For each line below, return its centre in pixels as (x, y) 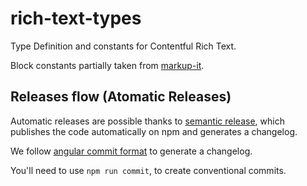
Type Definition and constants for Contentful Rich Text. (123, 46)
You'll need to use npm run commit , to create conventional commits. (148, 170)
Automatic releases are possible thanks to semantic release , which (147, 121)
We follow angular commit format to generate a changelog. (131, 151)
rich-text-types (76, 18)
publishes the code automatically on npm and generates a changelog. (154, 131)
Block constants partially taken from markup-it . (107, 65)
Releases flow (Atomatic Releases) (121, 97)
